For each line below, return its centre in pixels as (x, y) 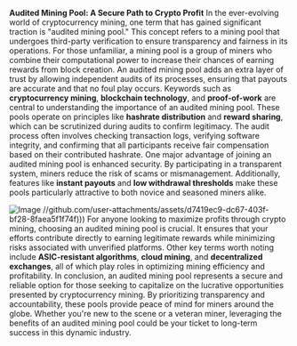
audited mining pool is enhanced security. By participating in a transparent (146, 164)
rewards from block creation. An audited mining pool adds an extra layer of (147, 69)
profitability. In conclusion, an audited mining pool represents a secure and (146, 276)
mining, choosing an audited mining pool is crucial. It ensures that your (139, 229)
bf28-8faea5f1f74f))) (48, 219)
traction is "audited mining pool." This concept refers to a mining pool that (144, 32)
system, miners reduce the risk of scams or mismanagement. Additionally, (145, 173)
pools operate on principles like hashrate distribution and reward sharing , (146, 117)
